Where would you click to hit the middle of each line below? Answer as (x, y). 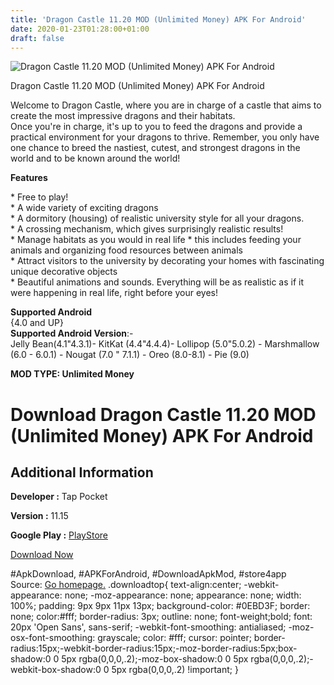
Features (29, 178)
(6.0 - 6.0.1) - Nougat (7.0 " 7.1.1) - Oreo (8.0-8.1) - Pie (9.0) (130, 355)
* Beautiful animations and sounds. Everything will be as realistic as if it (157, 282)
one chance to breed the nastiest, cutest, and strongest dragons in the (155, 148)
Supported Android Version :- (72, 333)
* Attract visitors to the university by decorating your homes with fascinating (167, 261)
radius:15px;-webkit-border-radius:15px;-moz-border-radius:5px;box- (154, 648)
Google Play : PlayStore (59, 535)
